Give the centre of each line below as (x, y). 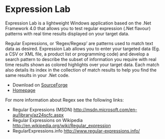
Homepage (24, 90)
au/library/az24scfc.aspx (38, 115)
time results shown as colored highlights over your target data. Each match (82, 64)
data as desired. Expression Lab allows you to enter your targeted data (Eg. (82, 48)
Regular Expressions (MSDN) (42, 109)
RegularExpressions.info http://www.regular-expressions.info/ (76, 130)
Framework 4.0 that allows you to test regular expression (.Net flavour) (78, 28)
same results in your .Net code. (37, 75)
